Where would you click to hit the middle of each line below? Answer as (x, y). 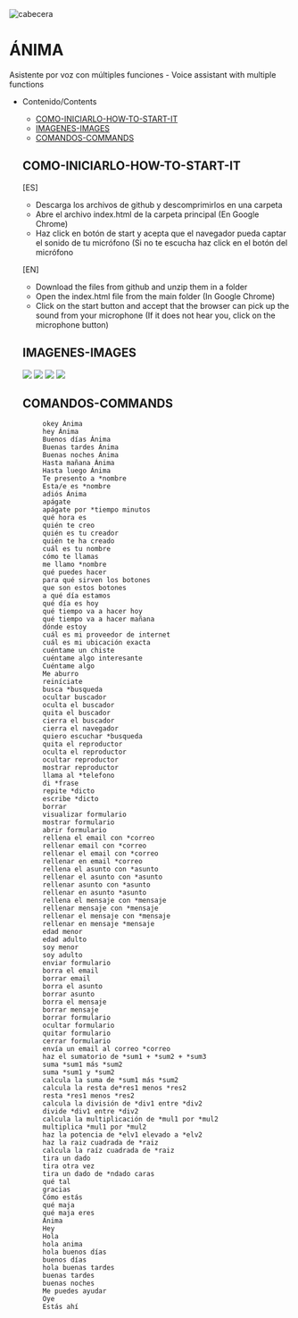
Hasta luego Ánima (77, 471)
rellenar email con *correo (95, 846)
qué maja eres (69, 1214)
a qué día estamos (77, 596)
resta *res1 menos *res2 (89, 1096)
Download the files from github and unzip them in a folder (141, 287)
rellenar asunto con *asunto (96, 885)
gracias (57, 1190)
